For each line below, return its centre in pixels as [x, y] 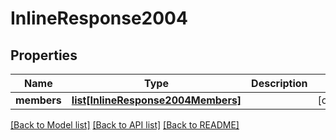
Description [279, 83]
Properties [44, 55]
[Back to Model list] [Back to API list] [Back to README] [125, 125]
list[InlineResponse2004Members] [156, 100]
